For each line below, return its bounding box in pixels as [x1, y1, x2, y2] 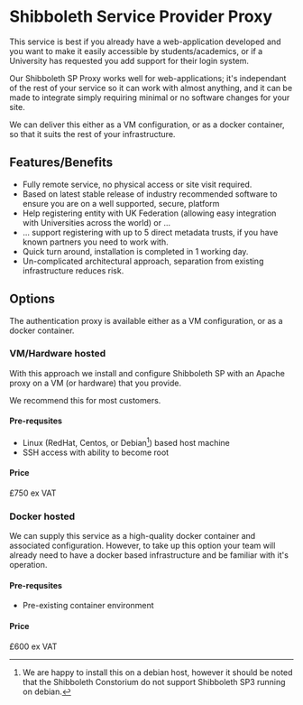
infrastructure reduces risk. [22, 264, 124, 276]
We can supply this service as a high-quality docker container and [9, 531, 256, 542]
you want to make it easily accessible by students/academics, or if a [9, 45, 263, 56]
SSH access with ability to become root [22, 447, 170, 458]
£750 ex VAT [9, 487, 57, 498]
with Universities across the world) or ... [22, 217, 171, 227]
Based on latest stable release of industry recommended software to [22, 188, 278, 199]
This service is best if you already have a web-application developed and [9, 36, 281, 47]
